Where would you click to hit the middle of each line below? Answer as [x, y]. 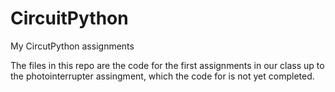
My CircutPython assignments [72, 46]
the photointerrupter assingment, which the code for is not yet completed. [162, 76]
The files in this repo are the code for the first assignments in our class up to [167, 65]
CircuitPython [69, 18]
